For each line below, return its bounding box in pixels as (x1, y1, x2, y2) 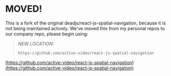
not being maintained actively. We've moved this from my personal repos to (5, 25, 165, 31)
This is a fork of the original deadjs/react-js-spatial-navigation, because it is (5, 20, 166, 26)
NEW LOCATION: (17, 40, 54, 46)
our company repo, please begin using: (5, 31, 88, 37)
